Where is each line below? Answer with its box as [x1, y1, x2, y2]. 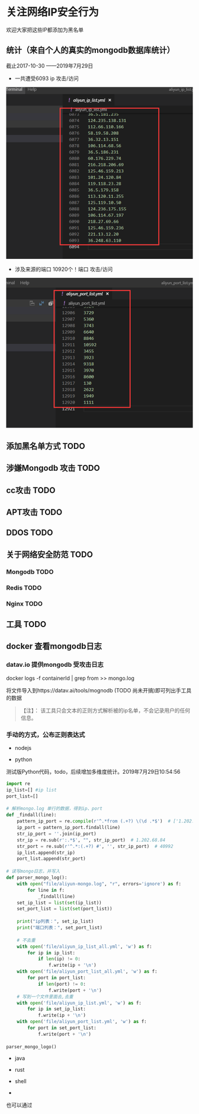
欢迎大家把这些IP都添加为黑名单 [6, 26, 84, 33]
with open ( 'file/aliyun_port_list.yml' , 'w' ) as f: [17, 1019, 147, 1025]
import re [6, 780, 31, 787]
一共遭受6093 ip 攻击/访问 [14, 75, 79, 82]
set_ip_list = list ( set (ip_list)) [17, 900, 102, 906]
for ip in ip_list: [27, 950, 76, 956]
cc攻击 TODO [6, 485, 56, 495]
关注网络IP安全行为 [6, 5, 99, 19]
